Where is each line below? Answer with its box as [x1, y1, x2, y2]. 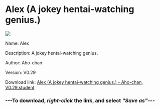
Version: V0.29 [5, 69, 36, 75]
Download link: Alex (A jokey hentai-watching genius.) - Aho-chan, [5, 79, 143, 85]
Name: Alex [5, 40, 29, 46]
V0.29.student [5, 84, 35, 90]
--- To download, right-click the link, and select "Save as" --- [5, 97, 155, 104]
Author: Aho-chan [5, 59, 43, 66]
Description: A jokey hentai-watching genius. [5, 50, 98, 56]
